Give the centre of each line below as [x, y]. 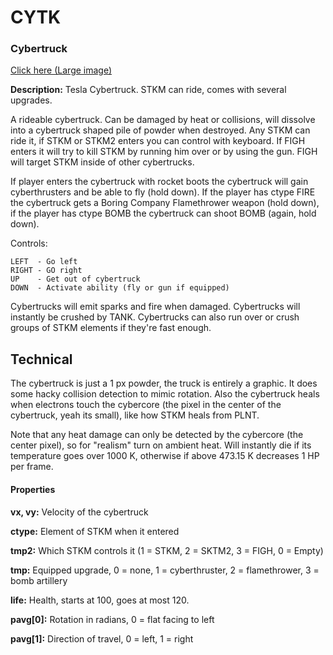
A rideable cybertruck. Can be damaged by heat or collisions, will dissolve [163, 120]
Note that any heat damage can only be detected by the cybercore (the [157, 435]
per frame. [32, 467]
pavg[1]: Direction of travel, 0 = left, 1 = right [102, 638]
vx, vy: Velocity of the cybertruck [79, 512]
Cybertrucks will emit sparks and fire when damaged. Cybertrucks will [155, 307]
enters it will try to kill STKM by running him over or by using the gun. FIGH [164, 152]
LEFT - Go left [44, 262]
